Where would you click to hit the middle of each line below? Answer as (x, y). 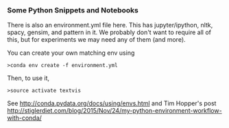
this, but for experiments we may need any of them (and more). (97, 40)
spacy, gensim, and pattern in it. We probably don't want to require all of (109, 32)
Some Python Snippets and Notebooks (73, 10)
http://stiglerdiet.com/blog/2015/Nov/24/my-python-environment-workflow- (114, 111)
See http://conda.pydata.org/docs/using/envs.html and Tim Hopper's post (112, 103)
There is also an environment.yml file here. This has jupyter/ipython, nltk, (110, 25)
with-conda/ (25, 118)
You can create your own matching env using (71, 53)
